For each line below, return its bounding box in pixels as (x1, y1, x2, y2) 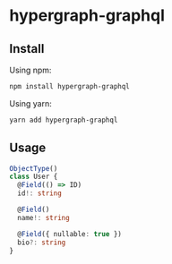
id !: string (17, 189, 63, 198)
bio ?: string (17, 238, 66, 247)
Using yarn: (9, 98, 52, 108)
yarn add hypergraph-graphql (9, 115, 118, 124)
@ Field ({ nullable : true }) (17, 229, 123, 238)
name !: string (17, 213, 70, 222)
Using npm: (9, 64, 52, 75)
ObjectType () (9, 164, 58, 173)
